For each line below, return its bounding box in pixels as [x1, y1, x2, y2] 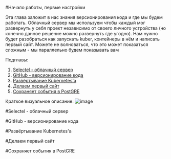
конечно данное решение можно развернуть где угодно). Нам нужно [5, 31, 158, 36]
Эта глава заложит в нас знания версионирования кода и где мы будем [5, 14, 163, 20]
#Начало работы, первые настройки [5, 5, 85, 10]
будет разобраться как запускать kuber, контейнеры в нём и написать [5, 36, 160, 42]
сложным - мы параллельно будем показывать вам [5, 47, 119, 53]
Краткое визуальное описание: [5, 98, 74, 104]
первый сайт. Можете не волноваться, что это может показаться [5, 41, 148, 48]
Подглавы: [5, 57, 29, 63]
